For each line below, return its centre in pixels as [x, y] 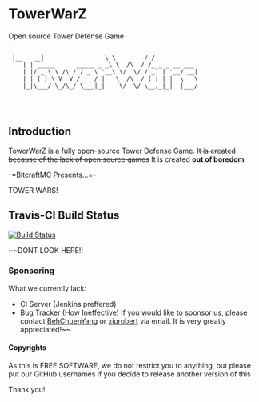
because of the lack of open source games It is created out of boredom [127, 159]
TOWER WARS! [33, 190]
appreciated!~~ [45, 329]
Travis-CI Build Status [64, 216]
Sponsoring [32, 271]
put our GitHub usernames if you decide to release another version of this [129, 374]
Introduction [40, 132]
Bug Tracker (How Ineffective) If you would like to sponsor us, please [133, 312]
